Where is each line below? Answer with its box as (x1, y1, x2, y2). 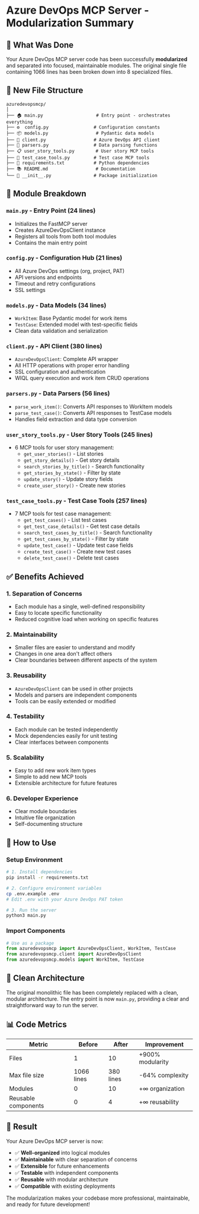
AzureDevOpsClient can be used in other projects (14, 685, 133, 692)
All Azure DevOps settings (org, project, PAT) (14, 267, 125, 274)
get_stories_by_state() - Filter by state (23, 469, 121, 476)
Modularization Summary (6, 16, 134, 30)
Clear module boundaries (14, 808, 77, 815)
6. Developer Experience (6, 794, 79, 803)
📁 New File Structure (6, 86, 84, 96)
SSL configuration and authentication (14, 368, 106, 375)
